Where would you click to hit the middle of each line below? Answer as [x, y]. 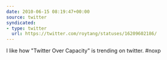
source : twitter [26, 17]
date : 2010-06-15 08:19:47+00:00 [48, 12]
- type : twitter [26, 28]
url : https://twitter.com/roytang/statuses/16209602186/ [84, 34]
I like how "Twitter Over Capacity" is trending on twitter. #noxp [83, 50]
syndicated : [21, 23]
